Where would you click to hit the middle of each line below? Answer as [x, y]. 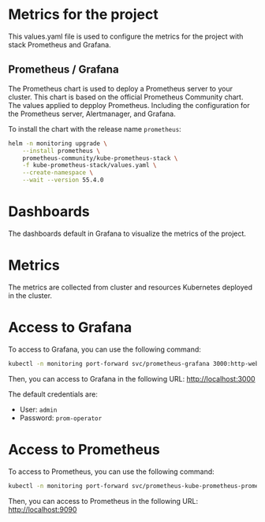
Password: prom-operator [61, 418]
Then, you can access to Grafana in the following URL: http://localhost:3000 [132, 378]
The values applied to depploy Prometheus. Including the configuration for [129, 105]
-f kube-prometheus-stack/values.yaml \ [90, 166]
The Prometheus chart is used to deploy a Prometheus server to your [120, 88]
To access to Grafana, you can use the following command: [105, 349]
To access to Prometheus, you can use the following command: [111, 472]
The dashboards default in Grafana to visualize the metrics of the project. [127, 233]
